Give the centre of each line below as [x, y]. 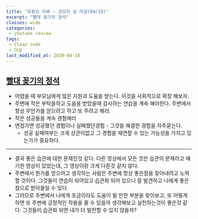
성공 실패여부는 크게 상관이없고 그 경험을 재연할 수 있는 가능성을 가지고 [104, 133]
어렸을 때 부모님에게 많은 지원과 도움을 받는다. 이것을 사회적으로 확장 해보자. [102, 96]
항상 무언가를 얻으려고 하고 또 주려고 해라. [62, 111]
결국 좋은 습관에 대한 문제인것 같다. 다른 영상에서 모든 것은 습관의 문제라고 [99, 158]
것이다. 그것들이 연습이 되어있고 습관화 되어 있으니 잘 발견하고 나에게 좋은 [105, 181]
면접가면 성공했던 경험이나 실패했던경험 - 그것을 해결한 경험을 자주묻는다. [98, 126]
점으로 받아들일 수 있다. [42, 188]
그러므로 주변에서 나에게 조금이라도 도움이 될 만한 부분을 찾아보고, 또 [93, 195]
